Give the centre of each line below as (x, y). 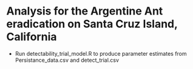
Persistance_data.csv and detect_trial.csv (67, 60)
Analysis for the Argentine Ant (85, 11)
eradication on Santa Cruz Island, (92, 24)
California (32, 37)
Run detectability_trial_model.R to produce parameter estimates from (101, 53)
